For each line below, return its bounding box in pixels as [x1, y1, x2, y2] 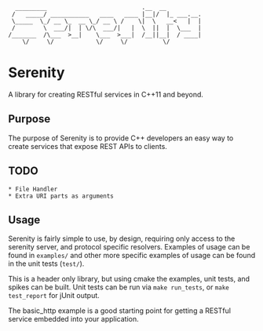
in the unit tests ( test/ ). [8, 259, 85, 268]
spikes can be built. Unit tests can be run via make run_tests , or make [8, 282, 229, 292]
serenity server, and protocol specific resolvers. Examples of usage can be [8, 242, 250, 252]
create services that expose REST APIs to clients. [8, 141, 167, 151]
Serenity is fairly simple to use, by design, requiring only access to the [8, 234, 236, 243]
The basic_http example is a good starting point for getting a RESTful [8, 306, 232, 315]
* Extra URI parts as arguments [8, 192, 114, 200]
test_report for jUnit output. [8, 291, 100, 300]
